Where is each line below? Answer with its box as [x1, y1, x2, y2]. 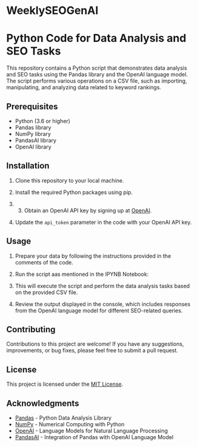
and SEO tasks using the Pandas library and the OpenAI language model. [6, 71, 188, 78]
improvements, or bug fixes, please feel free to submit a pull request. [6, 347, 179, 354]
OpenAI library [15, 143, 51, 150]
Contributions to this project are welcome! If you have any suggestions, [6, 340, 184, 348]
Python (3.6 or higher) [15, 117, 71, 124]
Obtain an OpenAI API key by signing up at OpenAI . [24, 207, 152, 214]
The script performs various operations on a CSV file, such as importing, [6, 77, 188, 85]
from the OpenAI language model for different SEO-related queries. [15, 307, 183, 314]
